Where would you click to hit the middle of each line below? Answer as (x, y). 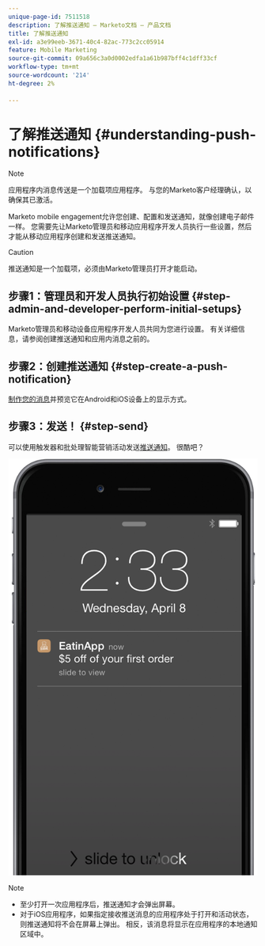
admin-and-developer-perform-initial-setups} (125, 309)
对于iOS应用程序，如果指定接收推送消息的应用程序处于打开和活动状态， (136, 914)
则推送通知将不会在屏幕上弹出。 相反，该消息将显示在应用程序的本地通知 (138, 924)
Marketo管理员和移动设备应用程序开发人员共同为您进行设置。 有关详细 (123, 329)
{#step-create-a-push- (169, 366)
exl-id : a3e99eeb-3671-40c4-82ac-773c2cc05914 (86, 42)
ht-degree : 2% (32, 83)
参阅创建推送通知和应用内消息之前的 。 (91, 339)
